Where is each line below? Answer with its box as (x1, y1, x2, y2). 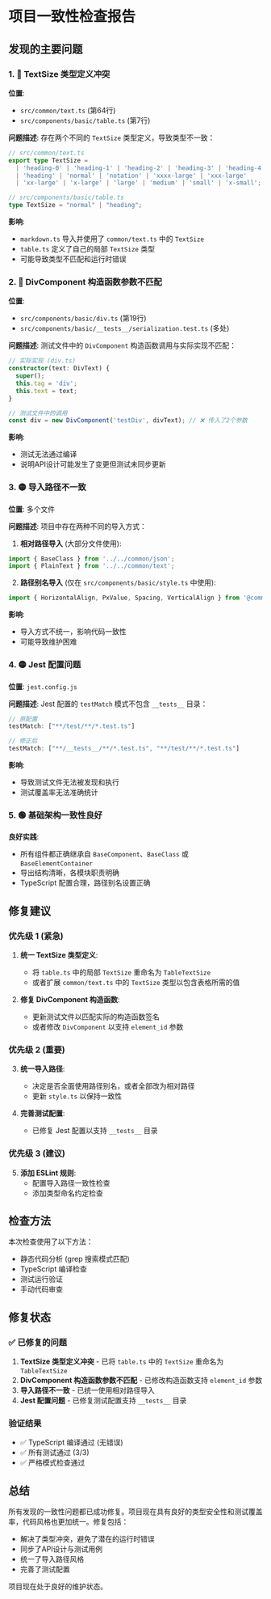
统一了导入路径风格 (19, 1555, 85, 1564)
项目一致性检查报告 (8, 7, 136, 26)
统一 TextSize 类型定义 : (19, 950, 98, 959)
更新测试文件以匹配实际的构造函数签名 (31, 1012, 160, 1022)
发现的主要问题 (8, 42, 83, 56)
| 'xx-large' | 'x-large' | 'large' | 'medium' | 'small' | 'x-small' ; (15, 179, 262, 187)
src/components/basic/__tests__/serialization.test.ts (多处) (19, 324, 230, 333)
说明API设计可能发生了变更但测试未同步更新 (19, 459, 167, 469)
